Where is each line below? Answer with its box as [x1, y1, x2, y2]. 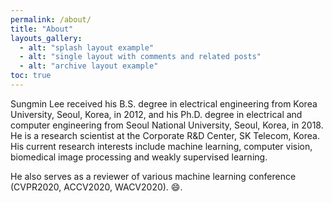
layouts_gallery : [10, 33, 83, 43]
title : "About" [10, 24, 74, 34]
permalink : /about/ [10, 14, 92, 25]
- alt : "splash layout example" [19, 42, 155, 53]
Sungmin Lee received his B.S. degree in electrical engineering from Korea [10, 97, 318, 110]
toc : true [10, 71, 52, 81]
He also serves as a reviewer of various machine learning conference [10, 170, 297, 182]
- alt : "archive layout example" [19, 61, 159, 71]
